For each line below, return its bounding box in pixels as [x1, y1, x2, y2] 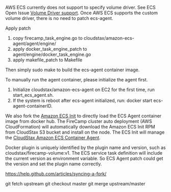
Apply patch [5, 25, 31, 31]
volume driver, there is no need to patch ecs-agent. [5, 15, 113, 21]
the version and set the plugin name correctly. [5, 161, 102, 167]
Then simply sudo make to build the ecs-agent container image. [5, 67, 140, 73]
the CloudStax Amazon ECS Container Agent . [5, 135, 101, 140]
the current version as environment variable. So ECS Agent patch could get [5, 156, 163, 161]
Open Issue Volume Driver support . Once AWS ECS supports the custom [5, 10, 158, 16]
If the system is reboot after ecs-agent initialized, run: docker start [12, 97, 153, 103]
